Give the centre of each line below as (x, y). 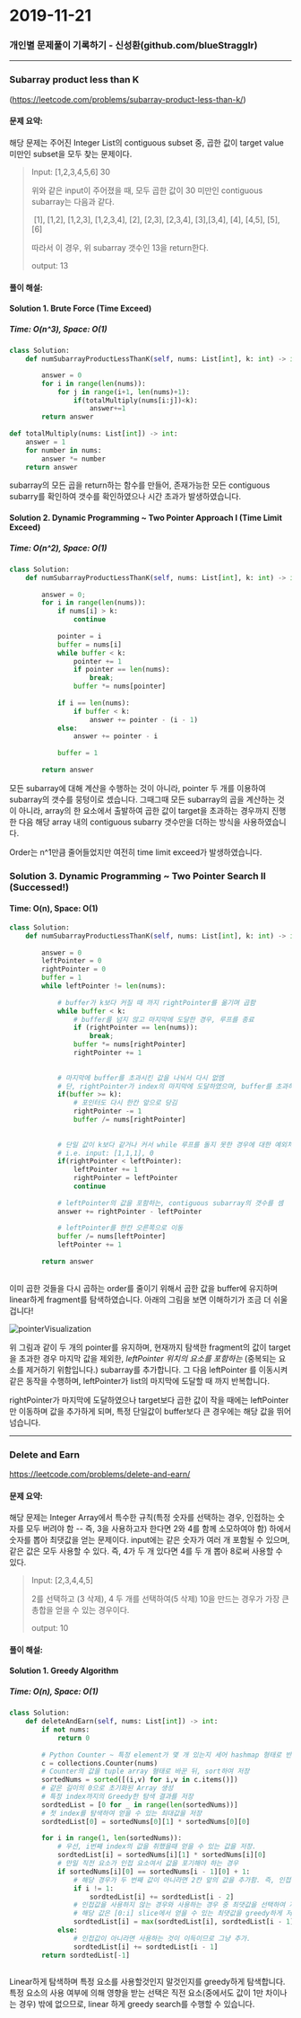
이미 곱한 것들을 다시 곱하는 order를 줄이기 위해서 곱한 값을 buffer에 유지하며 (144, 1288)
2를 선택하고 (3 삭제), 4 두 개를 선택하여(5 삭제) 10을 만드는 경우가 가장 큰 (160, 1599)
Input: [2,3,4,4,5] (62, 1581)
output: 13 (50, 265)
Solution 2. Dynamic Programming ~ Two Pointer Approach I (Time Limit (146, 517)
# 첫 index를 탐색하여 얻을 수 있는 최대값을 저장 (122, 1813)
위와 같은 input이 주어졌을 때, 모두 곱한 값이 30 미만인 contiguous (147, 190)
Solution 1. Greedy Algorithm (64, 1670)
